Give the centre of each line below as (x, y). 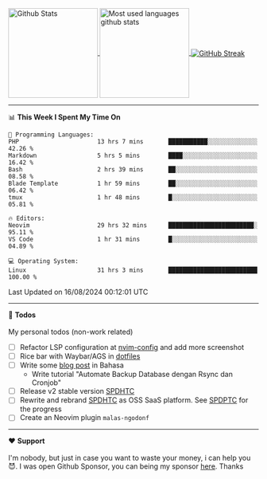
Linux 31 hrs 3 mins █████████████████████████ (133, 270)
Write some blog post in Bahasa (72, 365)
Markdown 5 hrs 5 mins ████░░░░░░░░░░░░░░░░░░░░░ (133, 155)
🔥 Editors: (27, 218)
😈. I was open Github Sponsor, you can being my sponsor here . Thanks (126, 466)
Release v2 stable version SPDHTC (77, 391)
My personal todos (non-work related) (71, 332)
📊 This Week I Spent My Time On (64, 117)
